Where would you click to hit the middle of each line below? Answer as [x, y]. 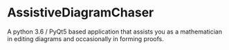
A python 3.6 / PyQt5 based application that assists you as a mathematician [115, 32]
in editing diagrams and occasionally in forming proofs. [86, 38]
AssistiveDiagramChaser [81, 13]
